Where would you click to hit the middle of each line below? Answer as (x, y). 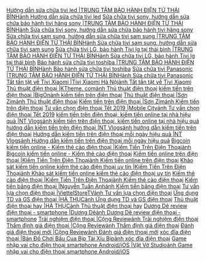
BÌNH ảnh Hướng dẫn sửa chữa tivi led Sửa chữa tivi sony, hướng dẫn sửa (98, 17)
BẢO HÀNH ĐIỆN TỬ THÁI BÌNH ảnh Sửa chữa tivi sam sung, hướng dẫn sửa (102, 43)
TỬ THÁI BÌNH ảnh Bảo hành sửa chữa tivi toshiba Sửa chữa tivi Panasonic (100, 69)
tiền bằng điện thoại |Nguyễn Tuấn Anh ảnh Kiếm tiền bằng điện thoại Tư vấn (103, 186)
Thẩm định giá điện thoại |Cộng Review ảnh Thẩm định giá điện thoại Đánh (100, 225)
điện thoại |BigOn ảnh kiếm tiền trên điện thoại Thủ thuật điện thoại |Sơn (97, 95)
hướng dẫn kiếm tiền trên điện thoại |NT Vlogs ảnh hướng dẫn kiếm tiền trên (101, 127)
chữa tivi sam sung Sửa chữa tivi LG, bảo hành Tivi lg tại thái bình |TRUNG (100, 49)
